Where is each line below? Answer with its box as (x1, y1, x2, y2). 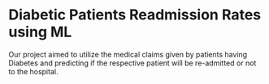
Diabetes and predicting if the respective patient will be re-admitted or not (8, 58, 257, 68)
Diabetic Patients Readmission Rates (8, 6, 262, 24)
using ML (8, 23, 72, 41)
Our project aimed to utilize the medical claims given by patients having (8, 49, 248, 59)
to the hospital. (8, 66, 59, 76)
